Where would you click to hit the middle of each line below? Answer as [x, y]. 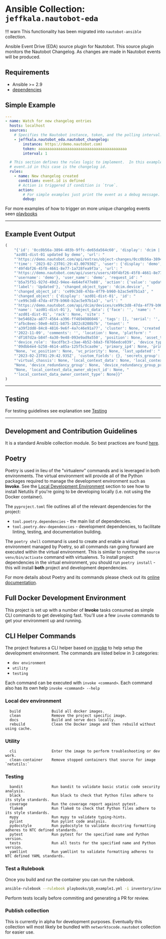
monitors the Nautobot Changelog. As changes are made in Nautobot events [83, 51]
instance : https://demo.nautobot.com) [63, 144]
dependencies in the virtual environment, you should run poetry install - [80, 562]
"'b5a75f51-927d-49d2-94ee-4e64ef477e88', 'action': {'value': [81, 282]
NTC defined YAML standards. [35, 856]
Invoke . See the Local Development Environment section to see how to [77, 486]
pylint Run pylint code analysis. [58, 822]
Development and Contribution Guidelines [71, 431]
